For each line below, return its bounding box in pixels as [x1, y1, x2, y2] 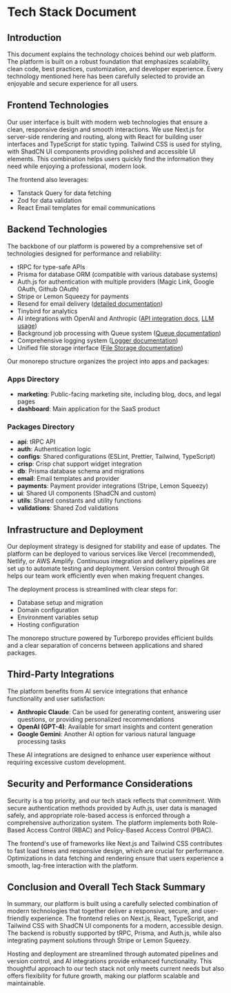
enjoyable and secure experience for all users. [7, 80, 139, 87]
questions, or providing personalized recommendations [17, 715, 174, 723]
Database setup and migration [17, 599, 103, 607]
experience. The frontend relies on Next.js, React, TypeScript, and [30, 914, 219, 922]
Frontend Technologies [7, 100, 109, 111]
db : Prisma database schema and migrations [17, 467, 145, 475]
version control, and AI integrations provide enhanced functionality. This [7, 957, 212, 965]
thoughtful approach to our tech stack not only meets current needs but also [7, 965, 225, 973]
